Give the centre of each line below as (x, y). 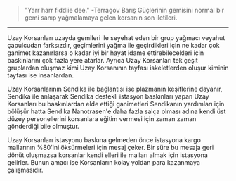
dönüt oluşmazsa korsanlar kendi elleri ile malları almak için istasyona (108, 155)
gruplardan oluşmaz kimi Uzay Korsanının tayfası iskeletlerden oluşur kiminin (118, 68)
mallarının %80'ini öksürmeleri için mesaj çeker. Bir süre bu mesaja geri (111, 148)
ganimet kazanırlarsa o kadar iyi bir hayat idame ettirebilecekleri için (106, 53)
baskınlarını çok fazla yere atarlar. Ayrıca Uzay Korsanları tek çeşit (103, 60)
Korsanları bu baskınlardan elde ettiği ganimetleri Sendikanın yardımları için (116, 104)
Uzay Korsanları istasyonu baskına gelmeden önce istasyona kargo (104, 140)
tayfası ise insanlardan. (41, 75)
